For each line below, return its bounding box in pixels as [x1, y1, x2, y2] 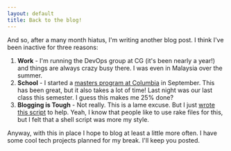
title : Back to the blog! [7, 17, 82, 24]
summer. [17, 71, 43, 80]
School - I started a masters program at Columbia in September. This [17, 78, 215, 87]
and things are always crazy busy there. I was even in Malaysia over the [17, 64, 223, 72]
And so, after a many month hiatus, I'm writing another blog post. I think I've [7, 35, 224, 44]
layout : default [7, 10, 54, 17]
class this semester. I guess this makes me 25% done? [17, 93, 174, 101]
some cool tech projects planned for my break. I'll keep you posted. [7, 136, 200, 144]
